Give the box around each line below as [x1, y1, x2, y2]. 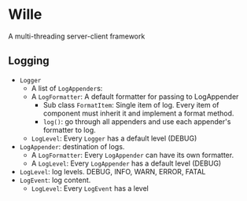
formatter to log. [42, 125, 96, 134]
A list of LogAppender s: [31, 83, 103, 93]
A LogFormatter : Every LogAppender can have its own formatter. [31, 150, 234, 159]
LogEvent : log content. [19, 175, 91, 185]
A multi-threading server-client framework [8, 31, 146, 41]
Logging [8, 54, 50, 68]
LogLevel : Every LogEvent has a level [31, 183, 149, 193]
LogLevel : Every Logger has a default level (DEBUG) [31, 133, 197, 143]
